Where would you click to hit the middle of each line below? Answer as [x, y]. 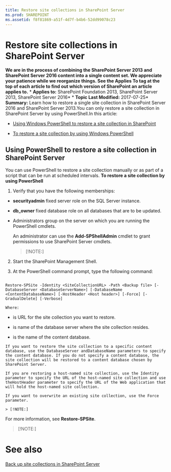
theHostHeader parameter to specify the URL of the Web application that [86, 383]
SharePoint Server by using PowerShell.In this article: [61, 114]
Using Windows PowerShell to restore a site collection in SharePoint [84, 124]
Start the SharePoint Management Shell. [55, 262]
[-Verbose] [51, 299]
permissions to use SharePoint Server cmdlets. [62, 242]
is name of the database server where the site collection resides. [81, 327]
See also [24, 450]
